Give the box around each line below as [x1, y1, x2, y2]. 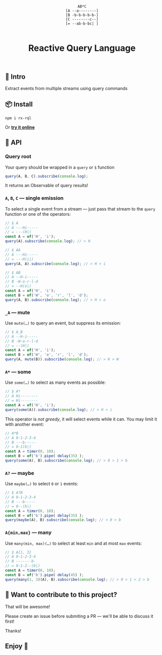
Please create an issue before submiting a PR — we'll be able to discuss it [5, 613, 154, 619]
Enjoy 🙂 [5, 642, 28, 650]
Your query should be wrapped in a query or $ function [5, 164, 115, 170]
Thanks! [5, 628, 21, 633]
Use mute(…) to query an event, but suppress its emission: [5, 320, 121, 326]
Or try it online [5, 124, 35, 130]
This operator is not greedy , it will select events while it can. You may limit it [5, 416, 157, 422]
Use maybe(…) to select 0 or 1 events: [5, 481, 79, 487]
